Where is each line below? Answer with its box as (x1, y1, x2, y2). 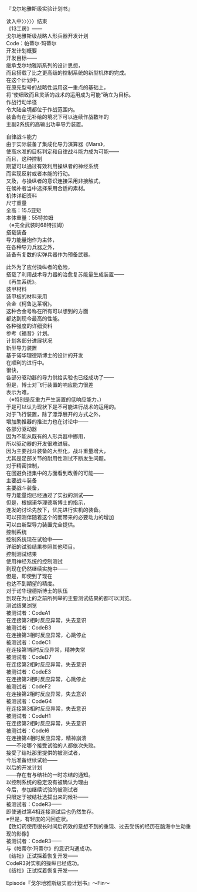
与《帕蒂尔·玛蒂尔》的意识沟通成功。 (6, 845, 96, 852)
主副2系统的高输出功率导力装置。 (6, 121, 87, 128)
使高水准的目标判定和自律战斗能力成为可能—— (6, 148, 119, 155)
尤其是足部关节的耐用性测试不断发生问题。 (6, 455, 109, 462)
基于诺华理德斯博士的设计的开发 (6, 352, 83, 359)
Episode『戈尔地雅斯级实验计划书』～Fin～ (6, 880, 110, 886)
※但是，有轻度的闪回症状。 (6, 815, 72, 823)
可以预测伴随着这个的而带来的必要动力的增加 (6, 514, 114, 520)
